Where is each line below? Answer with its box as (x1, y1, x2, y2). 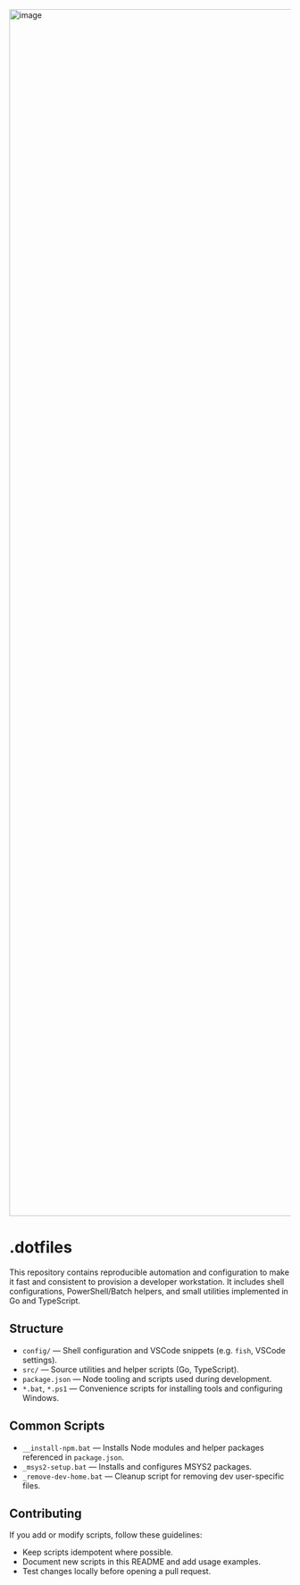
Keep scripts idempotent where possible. (21, 1547, 174, 1558)
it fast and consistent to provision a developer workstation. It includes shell (9, 1276, 285, 1286)
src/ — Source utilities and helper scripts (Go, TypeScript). (21, 1363, 239, 1375)
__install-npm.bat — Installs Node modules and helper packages (21, 1442, 265, 1453)
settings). (21, 1354, 58, 1365)
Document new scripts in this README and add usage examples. (21, 1556, 262, 1567)
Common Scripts (9, 1419, 105, 1434)
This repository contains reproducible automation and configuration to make (9, 1267, 290, 1277)
